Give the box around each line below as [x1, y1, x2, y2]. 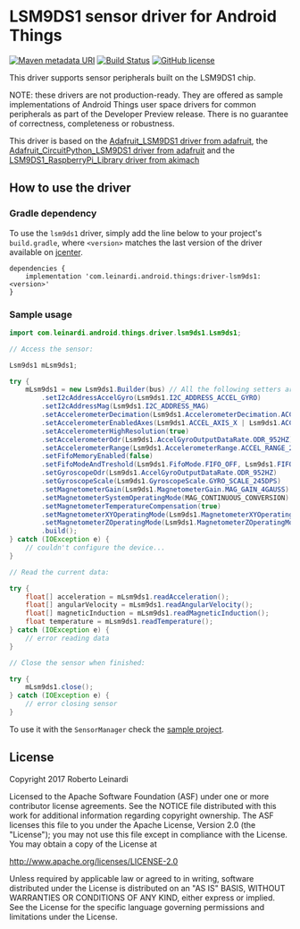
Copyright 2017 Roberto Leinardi [9, 773, 129, 784]
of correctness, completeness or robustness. [9, 118, 175, 129]
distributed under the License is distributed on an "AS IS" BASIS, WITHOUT [9, 882, 286, 893]
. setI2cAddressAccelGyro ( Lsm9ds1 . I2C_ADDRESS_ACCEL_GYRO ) [41, 394, 262, 403]
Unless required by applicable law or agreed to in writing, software [9, 873, 254, 883]
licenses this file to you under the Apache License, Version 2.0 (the [9, 819, 256, 830]
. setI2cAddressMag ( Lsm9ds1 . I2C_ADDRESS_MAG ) [41, 402, 210, 411]
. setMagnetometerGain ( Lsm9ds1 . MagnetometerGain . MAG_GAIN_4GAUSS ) [41, 485, 290, 494]
